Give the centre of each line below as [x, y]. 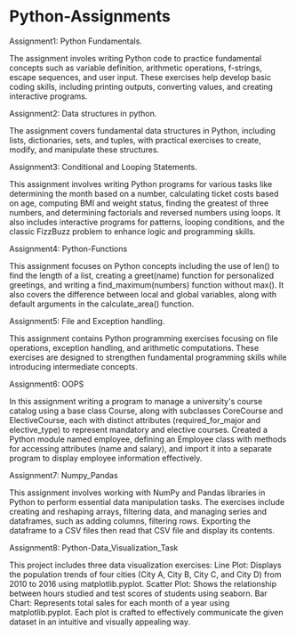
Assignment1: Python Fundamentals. [76, 41]
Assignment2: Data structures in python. [83, 113]
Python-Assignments [90, 16]
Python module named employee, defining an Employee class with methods [148, 439]
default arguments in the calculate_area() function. [102, 304]
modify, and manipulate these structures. [84, 150]
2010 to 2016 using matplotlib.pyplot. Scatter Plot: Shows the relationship [143, 583]
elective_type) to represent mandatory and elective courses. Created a [139, 429]
